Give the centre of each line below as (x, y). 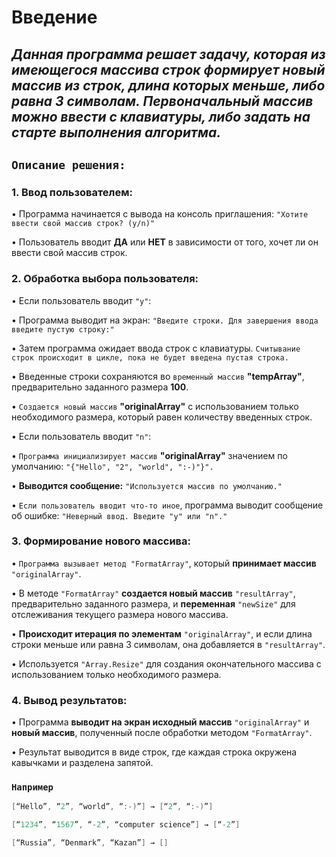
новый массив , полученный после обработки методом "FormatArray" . (162, 733)
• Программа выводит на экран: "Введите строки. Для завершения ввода (165, 320)
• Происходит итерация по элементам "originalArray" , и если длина (162, 633)
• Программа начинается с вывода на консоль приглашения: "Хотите (160, 214)
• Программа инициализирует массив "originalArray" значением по (149, 455)
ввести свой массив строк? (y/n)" (83, 224)
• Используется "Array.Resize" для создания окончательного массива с (166, 663)
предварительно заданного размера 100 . (100, 387)
